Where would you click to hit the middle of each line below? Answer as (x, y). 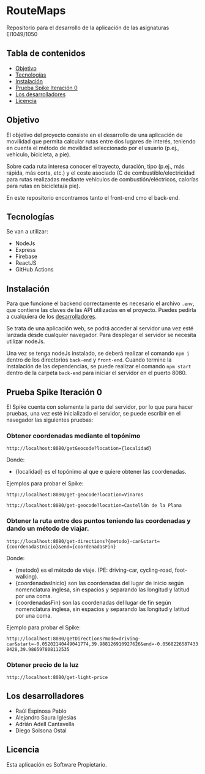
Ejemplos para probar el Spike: (45, 484)
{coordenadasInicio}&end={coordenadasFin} (61, 547)
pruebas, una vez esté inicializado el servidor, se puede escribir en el (94, 413)
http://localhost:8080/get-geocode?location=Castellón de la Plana (94, 506)
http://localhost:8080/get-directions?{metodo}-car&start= (83, 541)
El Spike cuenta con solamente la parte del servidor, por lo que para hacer (100, 407)
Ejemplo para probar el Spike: (43, 627)
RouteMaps (36, 11)
